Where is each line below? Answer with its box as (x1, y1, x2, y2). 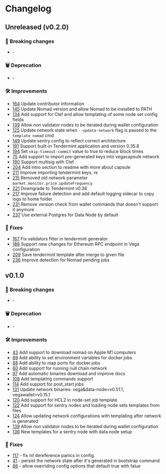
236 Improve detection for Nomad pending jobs (12, 257, 110, 263)
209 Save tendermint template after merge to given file (12, 251, 125, 257)
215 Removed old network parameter (12, 175, 88, 181)
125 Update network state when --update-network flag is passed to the (12, 127, 157, 133)
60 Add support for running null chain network (12, 365, 108, 371)
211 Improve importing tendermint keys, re (12, 170, 98, 176)
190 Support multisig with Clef (12, 159, 74, 165)
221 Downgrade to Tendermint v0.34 (12, 185, 88, 192)
